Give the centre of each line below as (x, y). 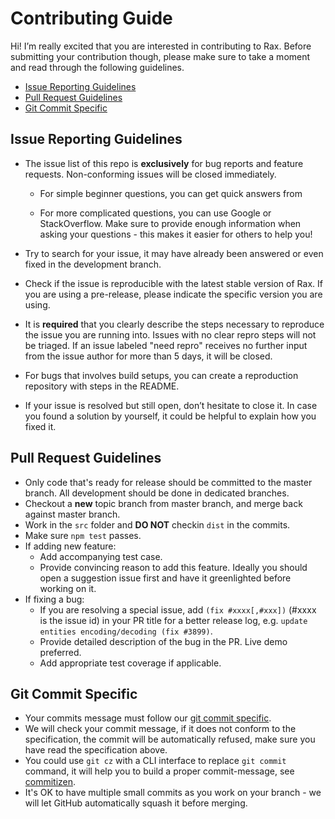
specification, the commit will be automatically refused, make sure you (170, 739)
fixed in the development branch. (93, 264)
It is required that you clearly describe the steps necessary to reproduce (174, 324)
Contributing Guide (91, 18)
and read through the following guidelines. (97, 67)
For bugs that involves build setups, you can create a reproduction (161, 375)
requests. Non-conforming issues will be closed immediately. (150, 174)
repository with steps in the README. (102, 386)
